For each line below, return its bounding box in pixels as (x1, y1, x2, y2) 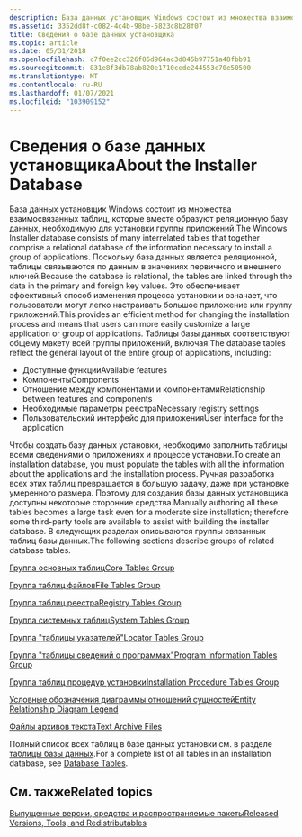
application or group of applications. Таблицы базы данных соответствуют (9, 328, 291, 339)
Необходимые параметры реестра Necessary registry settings (22, 403, 259, 414)
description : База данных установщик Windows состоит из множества (9, 13, 268, 23)
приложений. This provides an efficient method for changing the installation (9, 309, 289, 320)
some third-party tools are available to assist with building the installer (9, 516, 270, 527)
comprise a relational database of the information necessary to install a (9, 242, 272, 253)
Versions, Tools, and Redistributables (9, 817, 147, 829)
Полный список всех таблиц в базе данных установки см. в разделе (9, 739, 272, 750)
